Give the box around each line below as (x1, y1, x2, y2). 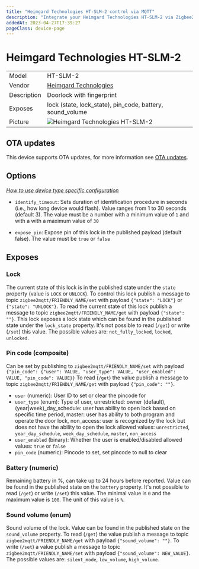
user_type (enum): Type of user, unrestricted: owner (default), (14, 398, 166, 405)
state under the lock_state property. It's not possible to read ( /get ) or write (6, 322, 190, 329)
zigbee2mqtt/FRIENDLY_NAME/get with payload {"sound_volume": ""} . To (6, 537, 179, 544)
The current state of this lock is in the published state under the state (6, 284, 176, 291)
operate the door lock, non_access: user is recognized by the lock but (14, 417, 185, 424)
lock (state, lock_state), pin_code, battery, (47, 100, 163, 109)
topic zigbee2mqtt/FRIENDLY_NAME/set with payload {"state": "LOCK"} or (6, 296, 182, 303)
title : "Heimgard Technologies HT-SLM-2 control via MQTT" (6, 8, 155, 15)
